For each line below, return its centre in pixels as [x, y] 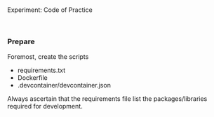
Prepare [21, 41]
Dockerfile [32, 78]
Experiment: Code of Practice [50, 10]
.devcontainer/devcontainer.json [64, 85]
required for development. [45, 106]
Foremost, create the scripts [48, 57]
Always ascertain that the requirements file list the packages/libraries [107, 99]
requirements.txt [41, 70]
